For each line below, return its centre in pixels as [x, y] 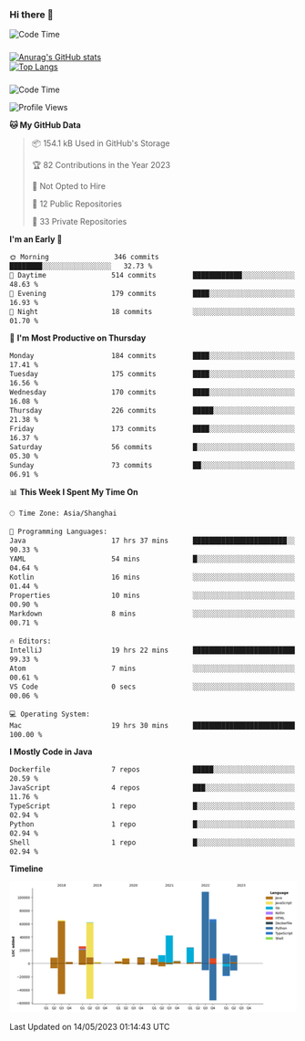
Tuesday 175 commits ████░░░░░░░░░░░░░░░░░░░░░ [152, 374]
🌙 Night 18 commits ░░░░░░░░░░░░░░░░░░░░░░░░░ [152, 312]
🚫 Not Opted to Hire [69, 186]
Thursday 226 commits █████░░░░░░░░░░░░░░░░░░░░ [152, 411]
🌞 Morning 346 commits [84, 258]
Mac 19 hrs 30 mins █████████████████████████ [152, 726]
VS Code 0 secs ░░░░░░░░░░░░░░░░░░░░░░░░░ [152, 687]
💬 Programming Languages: [58, 532]
